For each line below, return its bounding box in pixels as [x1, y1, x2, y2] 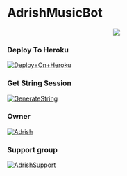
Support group [7, 145, 58, 154]
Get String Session [7, 78, 71, 88]
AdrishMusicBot [7, 5, 103, 21]
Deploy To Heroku [7, 45, 69, 54]
